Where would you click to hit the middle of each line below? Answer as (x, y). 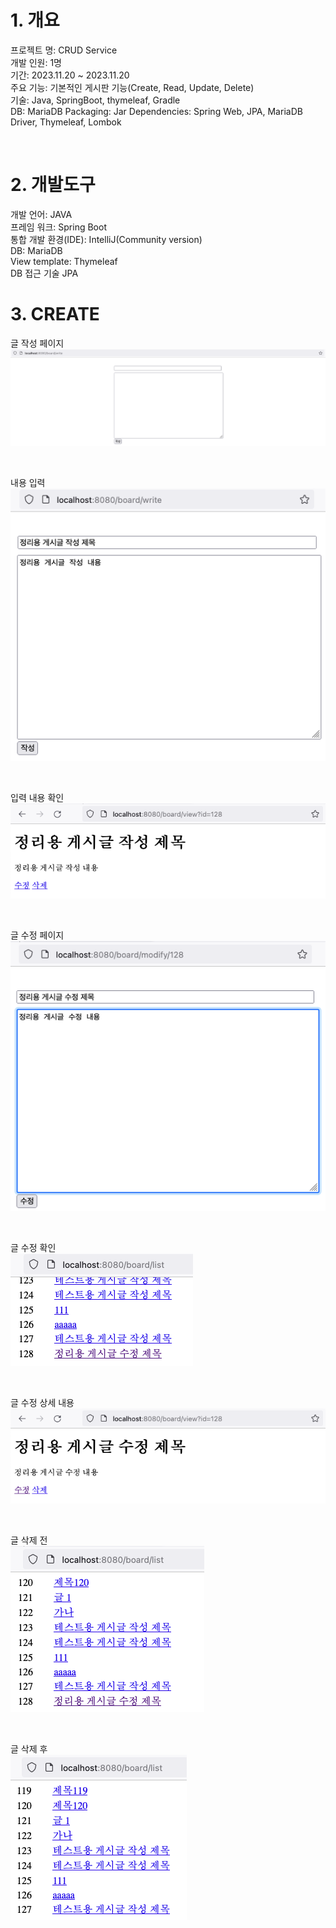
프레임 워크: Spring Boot (58, 227)
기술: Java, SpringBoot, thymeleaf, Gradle (95, 100)
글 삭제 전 (29, 1540)
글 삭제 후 (29, 1749)
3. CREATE (55, 314)
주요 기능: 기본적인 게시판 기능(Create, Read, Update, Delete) (132, 87)
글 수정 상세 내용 (42, 1402)
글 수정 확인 (33, 1247)
